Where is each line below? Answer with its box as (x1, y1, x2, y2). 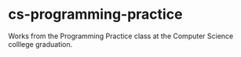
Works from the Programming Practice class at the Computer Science (8, 31, 234, 41)
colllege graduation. (8, 39, 73, 48)
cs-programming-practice (8, 5, 183, 23)
